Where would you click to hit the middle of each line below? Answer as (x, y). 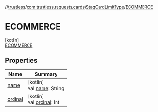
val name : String (46, 88)
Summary (46, 74)
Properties (21, 60)
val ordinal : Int (44, 102)
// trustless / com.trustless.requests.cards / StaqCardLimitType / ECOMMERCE (79, 7)
